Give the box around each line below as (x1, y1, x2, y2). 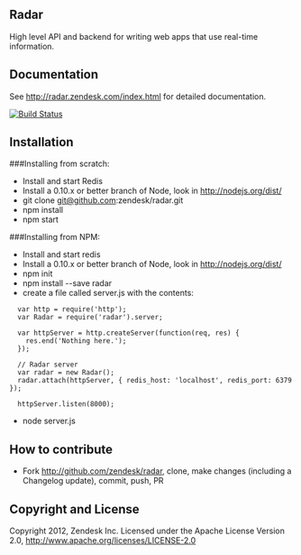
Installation (9, 134, 74, 150)
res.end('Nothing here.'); (25, 337, 127, 346)
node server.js (22, 415, 77, 427)
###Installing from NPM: (9, 232, 101, 243)
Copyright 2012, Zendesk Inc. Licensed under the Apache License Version (9, 525, 286, 536)
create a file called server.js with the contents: (22, 288, 194, 299)
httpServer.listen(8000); (17, 400, 115, 409)
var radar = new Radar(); (17, 368, 115, 377)
